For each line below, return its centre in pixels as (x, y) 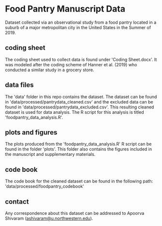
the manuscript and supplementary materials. (50, 154)
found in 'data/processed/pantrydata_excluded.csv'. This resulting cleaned (80, 107)
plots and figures (31, 132)
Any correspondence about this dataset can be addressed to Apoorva (75, 213)
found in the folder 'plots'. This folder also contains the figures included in (79, 149)
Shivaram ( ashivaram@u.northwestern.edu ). (49, 218)
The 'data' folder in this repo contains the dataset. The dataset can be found (81, 97)
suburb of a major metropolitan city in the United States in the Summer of (78, 27)
